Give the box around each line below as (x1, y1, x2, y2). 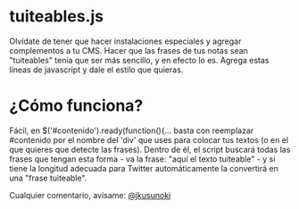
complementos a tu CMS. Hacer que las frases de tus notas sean (9, 45, 248, 55)
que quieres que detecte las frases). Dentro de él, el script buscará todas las (9, 144, 291, 155)
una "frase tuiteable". (9, 172, 87, 183)
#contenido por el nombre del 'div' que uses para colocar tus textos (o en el (9, 134, 288, 145)
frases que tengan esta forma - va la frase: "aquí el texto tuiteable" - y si (9, 154, 276, 164)
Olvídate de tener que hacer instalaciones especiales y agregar (9, 36, 242, 46)
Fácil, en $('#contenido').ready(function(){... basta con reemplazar (9, 125, 254, 136)
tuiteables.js (9, 6, 104, 27)
